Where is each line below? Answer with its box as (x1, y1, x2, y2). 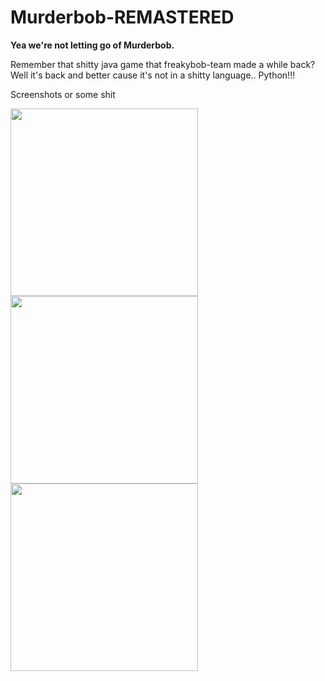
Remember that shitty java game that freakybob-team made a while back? (10, 58, 316, 70)
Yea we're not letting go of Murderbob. (10, 39, 175, 51)
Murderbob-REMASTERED (10, 6, 235, 29)
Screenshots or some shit (10, 88, 116, 100)
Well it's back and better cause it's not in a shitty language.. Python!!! (10, 69, 296, 81)
